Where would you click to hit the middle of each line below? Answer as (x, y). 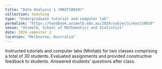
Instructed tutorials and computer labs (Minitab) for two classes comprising (81, 51)
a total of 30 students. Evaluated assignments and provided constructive (79, 56)
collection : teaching (27, 14)
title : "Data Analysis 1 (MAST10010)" (45, 10)
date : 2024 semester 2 (28, 32)
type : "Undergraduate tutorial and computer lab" (57, 19)
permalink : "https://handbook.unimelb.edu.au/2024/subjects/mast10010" (80, 23)
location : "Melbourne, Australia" (40, 37)
